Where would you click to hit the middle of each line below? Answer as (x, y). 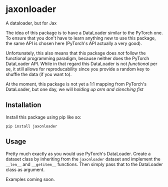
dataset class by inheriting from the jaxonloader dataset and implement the (83, 159)
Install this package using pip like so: (43, 117)
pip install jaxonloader (31, 126)
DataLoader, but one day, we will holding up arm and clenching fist (75, 89)
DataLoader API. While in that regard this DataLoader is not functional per (81, 63)
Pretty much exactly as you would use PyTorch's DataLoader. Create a (78, 153)
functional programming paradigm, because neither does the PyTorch (77, 58)
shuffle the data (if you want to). (39, 74)
